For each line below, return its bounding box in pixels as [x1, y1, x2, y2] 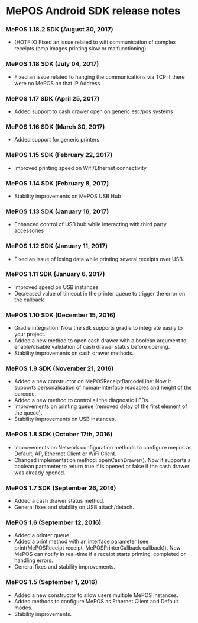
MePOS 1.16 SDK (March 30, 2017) [5, 123, 105, 131]
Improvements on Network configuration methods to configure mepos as [14, 444, 192, 451]
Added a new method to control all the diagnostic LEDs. [14, 397, 150, 404]
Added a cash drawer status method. [14, 497, 105, 505]
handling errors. [14, 557, 54, 564]
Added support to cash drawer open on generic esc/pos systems [14, 108, 173, 115]
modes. [14, 604, 33, 611]
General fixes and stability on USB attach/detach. [14, 503, 134, 510]
